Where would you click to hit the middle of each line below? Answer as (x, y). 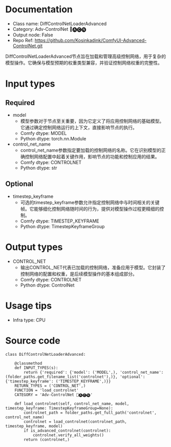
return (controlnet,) (47, 439)
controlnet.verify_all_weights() (68, 435)
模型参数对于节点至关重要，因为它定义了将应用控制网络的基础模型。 (92, 121)
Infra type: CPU (29, 320)
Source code (33, 341)
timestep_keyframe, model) (34, 426)
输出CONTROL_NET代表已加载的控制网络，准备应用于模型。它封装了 (93, 267)
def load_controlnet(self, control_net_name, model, (72, 403)
